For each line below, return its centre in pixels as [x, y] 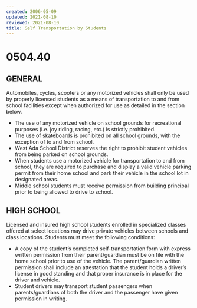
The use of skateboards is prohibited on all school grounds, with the [97, 135]
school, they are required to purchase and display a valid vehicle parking [103, 167]
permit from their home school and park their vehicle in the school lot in [101, 173]
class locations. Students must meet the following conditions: [81, 237]
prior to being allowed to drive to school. [64, 192]
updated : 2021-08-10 [32, 17]
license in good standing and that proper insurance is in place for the [98, 274]
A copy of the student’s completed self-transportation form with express [102, 249]
